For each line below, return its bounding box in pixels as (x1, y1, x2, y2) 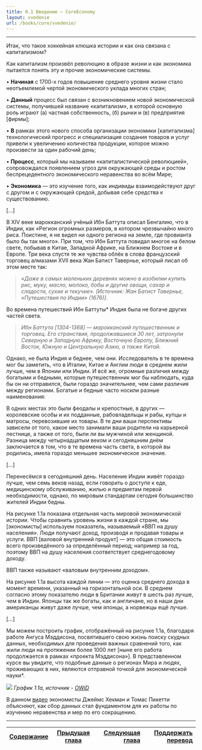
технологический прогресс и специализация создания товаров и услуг (6, 134, 190, 141)
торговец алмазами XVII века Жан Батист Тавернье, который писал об (6, 257, 188, 264)
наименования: (6, 393, 46, 400)
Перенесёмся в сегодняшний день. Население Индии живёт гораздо (6, 473, 185, 480)
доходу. (6, 555, 26, 562)
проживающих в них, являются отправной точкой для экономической (6, 666, 187, 673)
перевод (167, 736, 193, 745)
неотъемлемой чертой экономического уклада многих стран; (6, 85, 167, 92)
